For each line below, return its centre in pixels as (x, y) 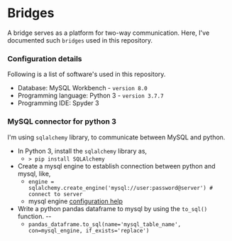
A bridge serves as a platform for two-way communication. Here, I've (109, 33)
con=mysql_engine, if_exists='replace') (89, 230)
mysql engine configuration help (75, 201)
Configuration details (45, 58)
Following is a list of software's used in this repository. (87, 74)
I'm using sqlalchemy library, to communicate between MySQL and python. (116, 137)
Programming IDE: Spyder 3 (58, 103)
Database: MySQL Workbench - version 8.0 (82, 88)
